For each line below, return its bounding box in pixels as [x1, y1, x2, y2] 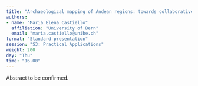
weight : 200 [6, 47, 35, 53]
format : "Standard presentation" [6, 36, 88, 42]
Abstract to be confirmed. [6, 74, 69, 81]
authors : [6, 14, 28, 20]
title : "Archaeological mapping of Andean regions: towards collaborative [6, 8, 194, 15]
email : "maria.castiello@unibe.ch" [11, 31, 99, 37]
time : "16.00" [6, 58, 41, 64]
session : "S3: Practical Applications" [6, 42, 104, 48]
